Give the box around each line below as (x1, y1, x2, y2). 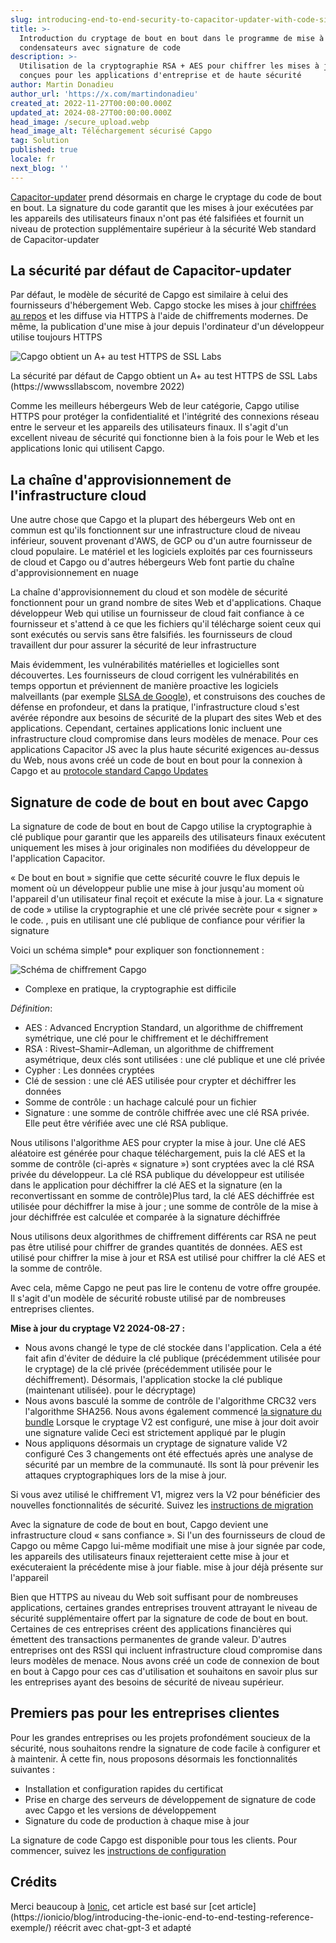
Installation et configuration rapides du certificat (24, 1782, 224, 1795)
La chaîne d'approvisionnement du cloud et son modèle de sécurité (10, 586, 288, 598)
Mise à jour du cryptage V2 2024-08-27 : (10, 1322, 186, 1335)
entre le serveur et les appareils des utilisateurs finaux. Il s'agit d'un (10, 421, 289, 433)
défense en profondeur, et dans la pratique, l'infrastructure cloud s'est (10, 701, 300, 713)
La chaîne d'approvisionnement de (10, 471, 232, 488)
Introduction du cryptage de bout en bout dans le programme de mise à (19, 33, 325, 43)
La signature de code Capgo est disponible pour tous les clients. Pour (10, 1834, 298, 1846)
